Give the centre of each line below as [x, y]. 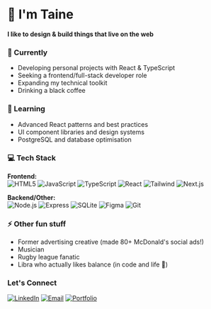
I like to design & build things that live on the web [81, 34]
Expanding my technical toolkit [62, 83]
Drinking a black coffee [52, 91]
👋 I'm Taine [41, 15]
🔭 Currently [28, 52]
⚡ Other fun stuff [37, 224]
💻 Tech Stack [32, 158]
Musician [31, 249]
